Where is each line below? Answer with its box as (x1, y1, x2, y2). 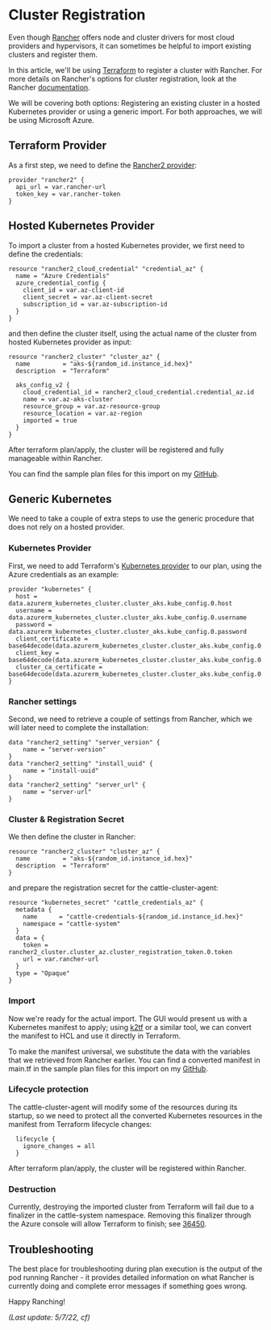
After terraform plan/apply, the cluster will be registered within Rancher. (8, 1163, 247, 1173)
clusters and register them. (8, 49, 98, 59)
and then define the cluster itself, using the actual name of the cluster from (8, 328, 256, 338)
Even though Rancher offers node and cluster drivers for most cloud (8, 32, 236, 42)
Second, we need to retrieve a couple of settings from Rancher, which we (8, 714, 252, 724)
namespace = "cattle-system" (23, 920, 121, 928)
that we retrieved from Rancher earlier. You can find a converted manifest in (8, 1055, 261, 1065)
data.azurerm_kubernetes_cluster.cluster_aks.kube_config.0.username (8, 613, 248, 622)
